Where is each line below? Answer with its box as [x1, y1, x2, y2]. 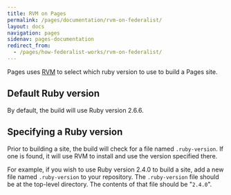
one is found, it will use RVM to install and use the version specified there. [7, 151, 218, 160]
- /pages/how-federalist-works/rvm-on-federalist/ [13, 49, 163, 56]
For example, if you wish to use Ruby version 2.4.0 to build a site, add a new [7, 165, 224, 174]
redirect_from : [7, 42, 51, 49]
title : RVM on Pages [7, 10, 67, 17]
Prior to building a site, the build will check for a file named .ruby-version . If [7, 145, 223, 153]
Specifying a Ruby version [7, 126, 123, 138]
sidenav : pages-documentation [7, 36, 95, 43]
